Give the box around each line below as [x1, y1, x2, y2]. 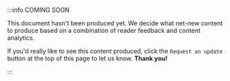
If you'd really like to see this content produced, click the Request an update [7, 47, 223, 55]
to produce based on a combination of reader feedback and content [7, 27, 201, 34]
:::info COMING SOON [7, 6, 70, 14]
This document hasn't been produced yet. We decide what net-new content [7, 19, 223, 27]
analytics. [7, 34, 35, 42]
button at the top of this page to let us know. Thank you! [7, 54, 168, 62]
